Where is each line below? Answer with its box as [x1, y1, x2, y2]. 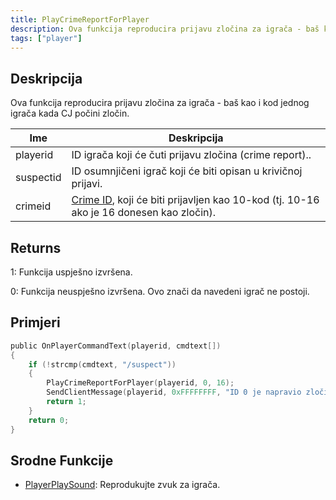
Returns [10, 239, 62, 256]
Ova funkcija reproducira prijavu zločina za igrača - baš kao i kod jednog [10, 97, 310, 109]
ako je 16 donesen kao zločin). [71, 206, 217, 220]
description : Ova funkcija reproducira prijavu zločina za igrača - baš [10, 24, 320, 34]
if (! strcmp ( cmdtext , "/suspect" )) [28, 359, 177, 370]
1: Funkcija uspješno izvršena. [10, 266, 133, 278]
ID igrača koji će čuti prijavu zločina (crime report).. [71, 148, 312, 162]
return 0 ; [28, 415, 70, 425]
